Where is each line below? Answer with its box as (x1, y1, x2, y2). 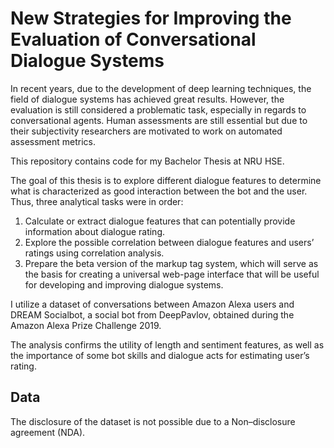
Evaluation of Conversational (10, 28, 257, 51)
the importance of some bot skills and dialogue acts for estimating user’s (10, 349, 310, 361)
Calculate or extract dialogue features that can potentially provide (24, 215, 296, 227)
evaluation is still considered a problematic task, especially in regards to (10, 103, 307, 116)
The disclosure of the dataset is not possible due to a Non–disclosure (10, 415, 296, 427)
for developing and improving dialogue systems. (24, 278, 224, 291)
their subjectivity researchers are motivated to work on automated (10, 125, 283, 137)
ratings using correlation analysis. (24, 247, 165, 259)
